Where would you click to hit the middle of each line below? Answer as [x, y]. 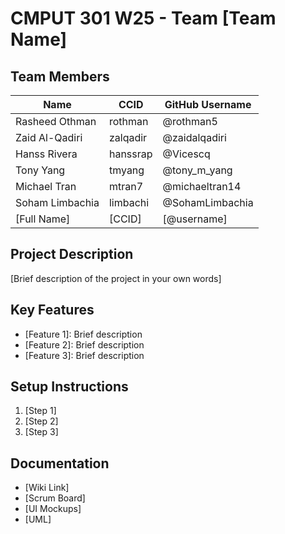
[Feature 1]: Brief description [83, 334]
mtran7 [126, 186]
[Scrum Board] [55, 498]
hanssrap [130, 154]
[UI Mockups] [53, 509]
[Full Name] [43, 219]
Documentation [60, 463]
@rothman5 [190, 121]
